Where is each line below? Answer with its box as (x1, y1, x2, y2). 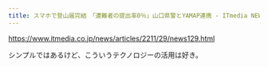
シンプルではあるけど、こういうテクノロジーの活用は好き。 (8, 49, 203, 60)
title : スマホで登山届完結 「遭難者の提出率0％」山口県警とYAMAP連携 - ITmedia (8, 11, 248, 20)
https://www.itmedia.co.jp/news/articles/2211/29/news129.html (8, 33, 215, 43)
